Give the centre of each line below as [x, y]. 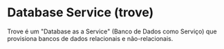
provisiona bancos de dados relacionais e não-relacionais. [90, 38]
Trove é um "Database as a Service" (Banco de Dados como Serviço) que [112, 31]
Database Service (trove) [81, 13]
